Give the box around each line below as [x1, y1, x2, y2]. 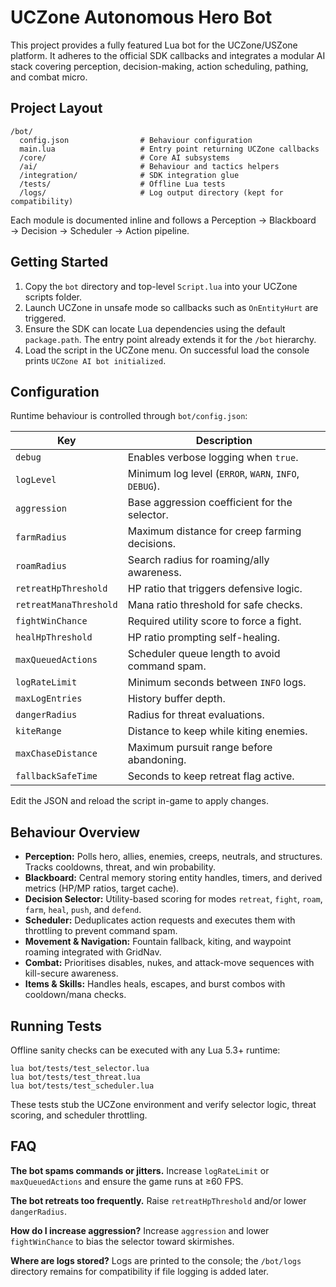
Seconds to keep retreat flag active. [127, 769, 295, 783]
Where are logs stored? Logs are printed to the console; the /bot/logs [10, 1254, 302, 1266]
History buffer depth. [127, 692, 226, 706]
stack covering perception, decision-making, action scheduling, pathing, [10, 60, 309, 72]
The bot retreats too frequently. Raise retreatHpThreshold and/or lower [10, 1194, 307, 1206]
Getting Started [10, 254, 109, 271]
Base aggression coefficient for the [127, 496, 293, 510]
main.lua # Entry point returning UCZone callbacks [19, 144, 320, 154]
